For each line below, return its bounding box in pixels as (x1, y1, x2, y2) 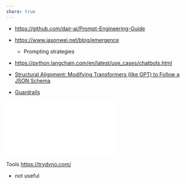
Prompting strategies (23, 48, 75, 55)
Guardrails (14, 88, 40, 95)
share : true (6, 8, 35, 15)
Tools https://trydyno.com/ (6, 160, 71, 167)
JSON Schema (14, 77, 51, 84)
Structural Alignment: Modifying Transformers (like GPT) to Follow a (14, 70, 180, 78)
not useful (14, 172, 40, 179)
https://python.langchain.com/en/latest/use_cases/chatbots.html (14, 59, 172, 66)
